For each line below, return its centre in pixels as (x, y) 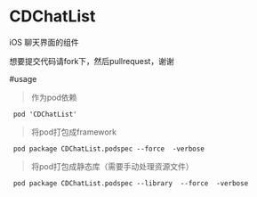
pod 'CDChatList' (45, 114)
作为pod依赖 (54, 97)
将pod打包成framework (74, 132)
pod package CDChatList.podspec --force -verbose (108, 149)
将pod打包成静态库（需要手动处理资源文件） (112, 166)
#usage (23, 78)
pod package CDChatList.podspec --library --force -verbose (131, 183)
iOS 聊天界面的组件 (44, 42)
